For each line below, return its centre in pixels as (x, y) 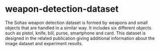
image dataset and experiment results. (44, 43)
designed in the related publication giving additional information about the (80, 38)
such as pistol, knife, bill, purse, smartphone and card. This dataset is (76, 33)
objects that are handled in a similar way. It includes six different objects (78, 27)
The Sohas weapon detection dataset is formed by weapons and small (77, 23)
